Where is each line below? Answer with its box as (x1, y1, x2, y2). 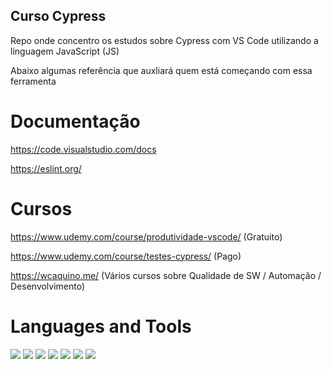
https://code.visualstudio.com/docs (10, 143, 157, 155)
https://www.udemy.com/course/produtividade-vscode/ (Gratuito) (10, 230, 283, 243)
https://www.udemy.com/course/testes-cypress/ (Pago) (10, 250, 242, 262)
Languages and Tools (10, 315, 192, 338)
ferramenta (10, 75, 57, 87)
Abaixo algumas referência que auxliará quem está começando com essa (10, 64, 313, 76)
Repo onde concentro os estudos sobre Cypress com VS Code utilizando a (10, 34, 319, 46)
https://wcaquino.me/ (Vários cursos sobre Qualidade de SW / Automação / (10, 269, 322, 281)
